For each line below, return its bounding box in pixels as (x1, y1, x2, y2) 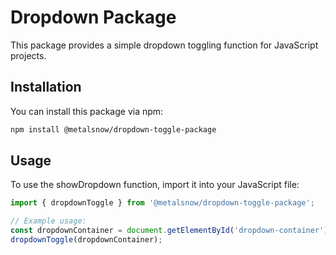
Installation (10, 79, 82, 96)
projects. (10, 49, 47, 61)
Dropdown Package (10, 6, 177, 29)
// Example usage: (10, 216, 87, 226)
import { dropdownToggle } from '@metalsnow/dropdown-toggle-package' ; (10, 198, 315, 208)
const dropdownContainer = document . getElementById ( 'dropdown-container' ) (10, 226, 329, 236)
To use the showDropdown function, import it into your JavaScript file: (10, 179, 300, 191)
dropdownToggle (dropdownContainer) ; (10, 235, 163, 245)
